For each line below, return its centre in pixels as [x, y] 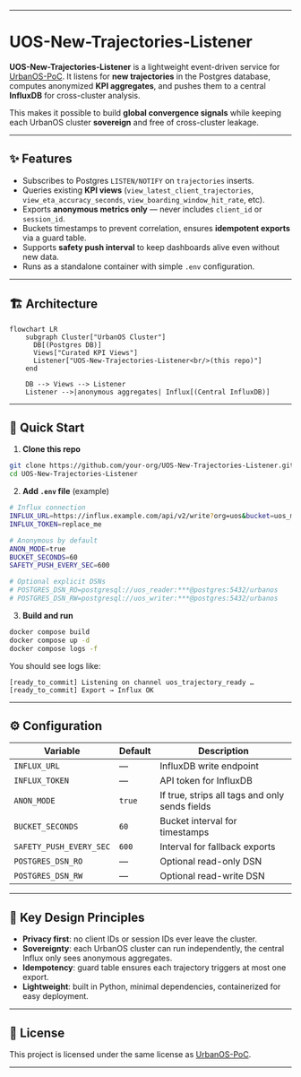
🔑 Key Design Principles [77, 917]
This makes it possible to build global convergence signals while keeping [146, 112]
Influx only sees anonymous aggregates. [97, 958]
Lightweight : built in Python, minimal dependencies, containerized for [151, 986]
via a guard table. [54, 238]
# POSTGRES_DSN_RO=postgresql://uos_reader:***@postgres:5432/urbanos [144, 590]
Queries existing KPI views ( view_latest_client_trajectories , [138, 190]
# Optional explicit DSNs [57, 582]
